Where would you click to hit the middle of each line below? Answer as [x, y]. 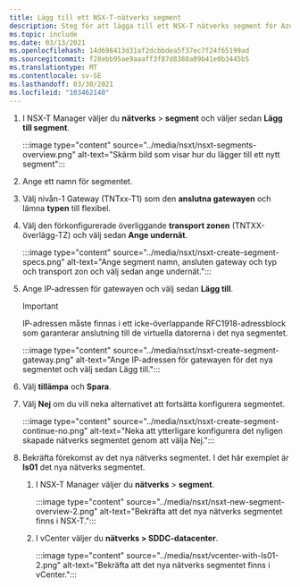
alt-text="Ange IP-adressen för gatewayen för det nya [175, 360]
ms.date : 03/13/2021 [48, 43]
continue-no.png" [55, 430]
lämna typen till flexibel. [67, 208]
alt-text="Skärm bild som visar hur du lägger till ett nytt [179, 154]
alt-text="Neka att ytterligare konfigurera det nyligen [187, 430]
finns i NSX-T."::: [66, 521]
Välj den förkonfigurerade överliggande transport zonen [126, 225]
